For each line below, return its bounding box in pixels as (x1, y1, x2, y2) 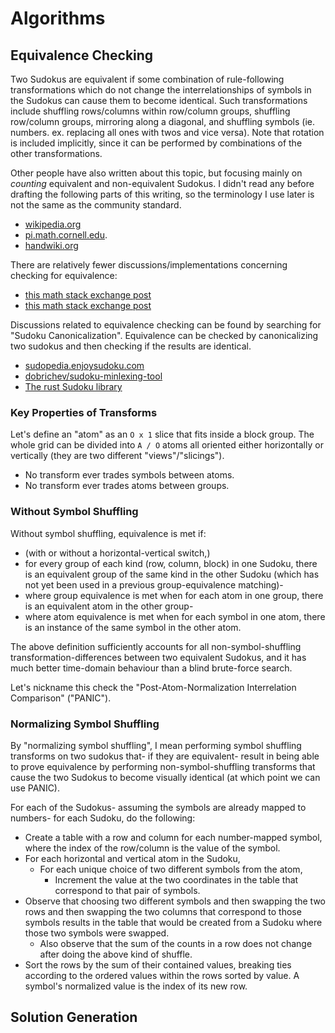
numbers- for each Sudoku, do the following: (10, 812, 196, 824)
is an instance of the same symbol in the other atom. (24, 621, 242, 633)
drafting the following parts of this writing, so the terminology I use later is (10, 188, 315, 200)
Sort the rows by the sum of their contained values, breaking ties (24, 958, 292, 971)
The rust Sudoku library (24, 381, 123, 392)
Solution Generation (10, 1009, 138, 1026)
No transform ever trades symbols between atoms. (24, 469, 235, 481)
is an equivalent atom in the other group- (24, 600, 194, 612)
